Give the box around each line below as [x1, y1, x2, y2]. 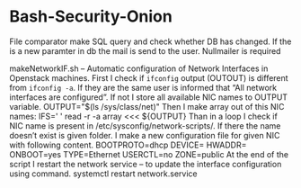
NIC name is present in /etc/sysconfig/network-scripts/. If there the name [9, 120, 281, 131]
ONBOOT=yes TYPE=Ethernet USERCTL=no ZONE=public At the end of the [9, 148, 289, 159]
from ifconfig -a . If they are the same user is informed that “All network [9, 82, 277, 93]
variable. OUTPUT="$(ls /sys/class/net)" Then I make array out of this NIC [9, 101, 285, 112]
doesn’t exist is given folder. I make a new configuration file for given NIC [9, 130, 280, 140]
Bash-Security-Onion [9, 6, 173, 27]
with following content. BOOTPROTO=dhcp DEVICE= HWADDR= [9, 139, 247, 150]
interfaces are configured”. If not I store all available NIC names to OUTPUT [9, 92, 288, 103]
